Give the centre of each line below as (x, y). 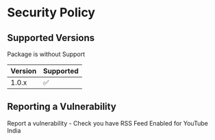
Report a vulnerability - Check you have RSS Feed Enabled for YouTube (108, 123)
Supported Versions (51, 38)
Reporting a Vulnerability (62, 107)
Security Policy (51, 13)
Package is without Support (46, 54)
